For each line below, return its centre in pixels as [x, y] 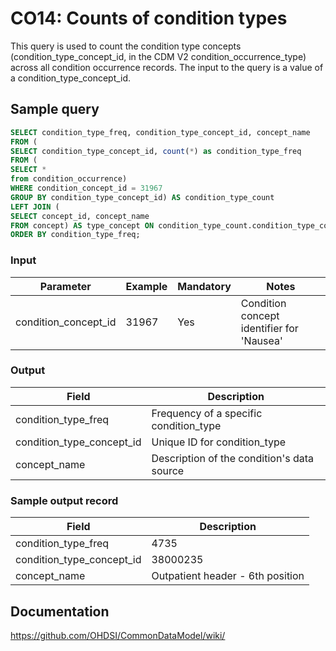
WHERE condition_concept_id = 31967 [86, 188]
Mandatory [204, 286]
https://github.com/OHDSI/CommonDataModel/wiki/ [118, 635]
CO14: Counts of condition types [149, 18]
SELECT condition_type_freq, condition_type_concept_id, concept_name [160, 132]
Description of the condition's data [232, 458]
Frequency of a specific [207, 413]
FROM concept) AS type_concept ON [82, 225]
